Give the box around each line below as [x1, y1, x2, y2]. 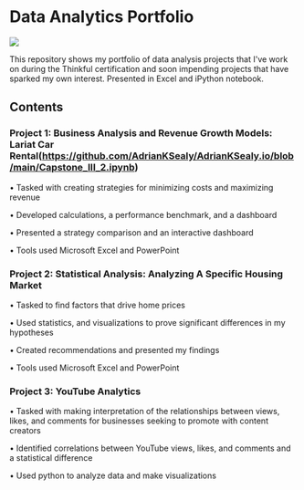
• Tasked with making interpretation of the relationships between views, [9, 406, 280, 417]
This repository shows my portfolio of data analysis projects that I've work [9, 53, 288, 65]
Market [9, 278, 43, 291]
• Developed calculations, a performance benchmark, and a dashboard [9, 209, 278, 220]
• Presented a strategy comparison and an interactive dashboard [9, 226, 254, 238]
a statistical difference [9, 453, 93, 464]
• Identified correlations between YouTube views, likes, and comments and [9, 443, 291, 454]
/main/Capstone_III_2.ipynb [9, 162, 135, 174]
